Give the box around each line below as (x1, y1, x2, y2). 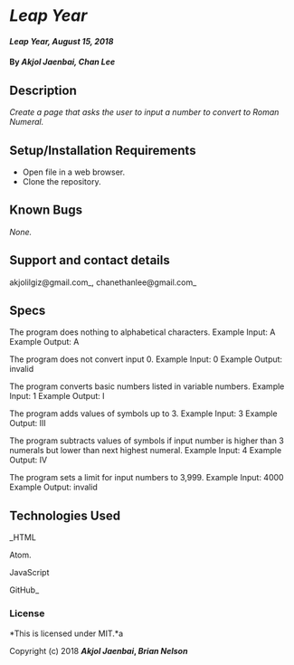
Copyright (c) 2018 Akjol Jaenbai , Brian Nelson (9, 645, 188, 656)
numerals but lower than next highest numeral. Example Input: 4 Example (9, 445, 282, 456)
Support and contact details (9, 252, 170, 268)
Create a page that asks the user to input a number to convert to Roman (9, 107, 280, 118)
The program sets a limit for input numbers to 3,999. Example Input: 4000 (9, 472, 284, 483)
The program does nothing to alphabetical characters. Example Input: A (9, 327, 276, 337)
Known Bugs (9, 203, 83, 218)
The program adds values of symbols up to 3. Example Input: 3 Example (9, 408, 278, 419)
